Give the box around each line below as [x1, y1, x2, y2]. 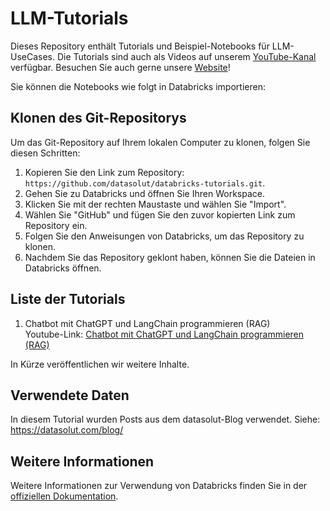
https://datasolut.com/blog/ [10, 424, 124, 436]
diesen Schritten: [10, 147, 81, 159]
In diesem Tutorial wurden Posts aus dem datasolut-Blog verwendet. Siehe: [10, 413, 321, 426]
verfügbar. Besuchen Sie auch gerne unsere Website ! [10, 61, 231, 73]
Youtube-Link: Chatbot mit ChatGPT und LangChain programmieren [24, 328, 305, 340]
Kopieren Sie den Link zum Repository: [24, 166, 185, 178]
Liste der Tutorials [10, 291, 126, 308]
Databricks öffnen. [24, 262, 102, 274]
